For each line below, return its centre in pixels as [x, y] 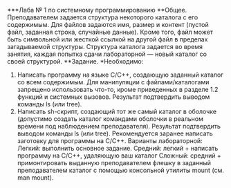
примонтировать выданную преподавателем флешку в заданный [114, 163]
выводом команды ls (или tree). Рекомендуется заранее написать [115, 133]
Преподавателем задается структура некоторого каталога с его [103, 17]
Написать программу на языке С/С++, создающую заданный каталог [120, 75]
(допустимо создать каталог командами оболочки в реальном [110, 119]
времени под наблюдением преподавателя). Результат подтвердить [119, 126]
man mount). [35, 178]
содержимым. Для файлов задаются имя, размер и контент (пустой [108, 25]
